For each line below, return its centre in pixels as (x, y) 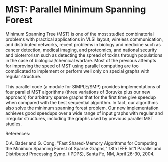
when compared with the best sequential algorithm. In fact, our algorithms (82, 102)
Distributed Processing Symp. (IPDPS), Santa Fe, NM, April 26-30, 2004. (80, 154)
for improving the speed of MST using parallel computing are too (72, 66)
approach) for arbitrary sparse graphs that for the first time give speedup (81, 97)
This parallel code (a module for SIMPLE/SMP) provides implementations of (83, 86)
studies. (13, 124)
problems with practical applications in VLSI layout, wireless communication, (84, 39)
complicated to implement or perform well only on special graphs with (77, 71)
